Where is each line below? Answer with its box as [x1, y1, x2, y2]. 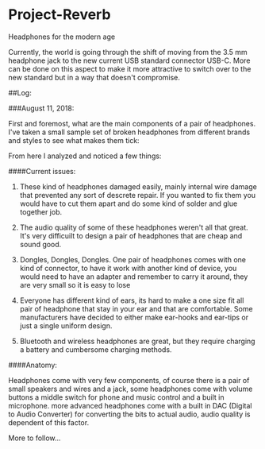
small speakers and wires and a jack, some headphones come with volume [8, 384, 253, 393]
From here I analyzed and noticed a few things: [8, 151, 162, 161]
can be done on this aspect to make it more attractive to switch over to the [8, 64, 252, 73]
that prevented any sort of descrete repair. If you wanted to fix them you [19, 190, 256, 199]
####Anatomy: [8, 360, 58, 370]
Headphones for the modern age [8, 32, 116, 41]
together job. [19, 207, 63, 216]
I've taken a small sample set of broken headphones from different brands [8, 127, 251, 137]
